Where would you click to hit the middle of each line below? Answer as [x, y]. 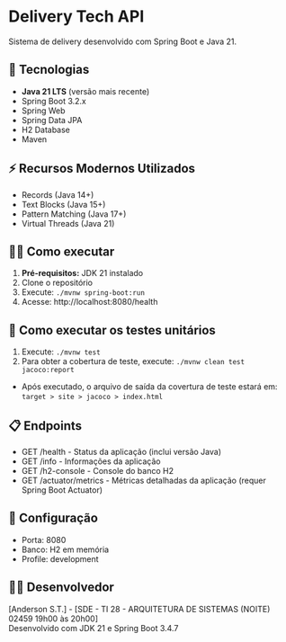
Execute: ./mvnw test [61, 352]
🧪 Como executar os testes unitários [112, 330]
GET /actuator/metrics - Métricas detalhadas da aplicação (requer [143, 480]
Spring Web [43, 111]
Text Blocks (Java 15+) [63, 204]
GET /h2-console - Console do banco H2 [98, 471]
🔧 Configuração [53, 518]
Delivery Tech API [76, 17]
